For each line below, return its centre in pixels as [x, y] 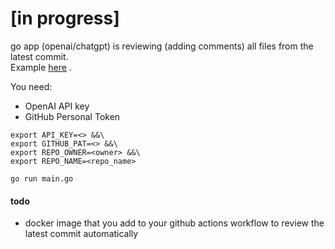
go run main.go [42, 178]
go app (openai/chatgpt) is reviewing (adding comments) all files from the [162, 46]
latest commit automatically [81, 234]
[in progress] [65, 18]
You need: [31, 86]
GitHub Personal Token [72, 116]
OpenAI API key [57, 106]
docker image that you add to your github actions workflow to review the [174, 223]
